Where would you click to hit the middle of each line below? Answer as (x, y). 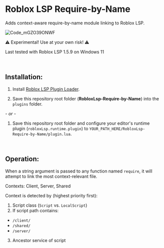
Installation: (24, 77)
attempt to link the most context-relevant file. (51, 176)
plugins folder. (27, 104)
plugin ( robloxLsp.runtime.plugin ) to (50, 128)
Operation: (22, 159)
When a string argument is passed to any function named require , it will (79, 171)
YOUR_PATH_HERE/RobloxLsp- (117, 129)
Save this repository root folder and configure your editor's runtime (81, 123)
